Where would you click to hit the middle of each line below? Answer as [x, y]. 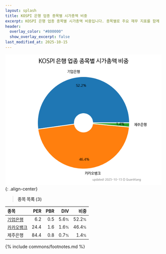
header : [13, 26]
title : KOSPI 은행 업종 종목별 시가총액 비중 [46, 16]
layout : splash [21, 10]
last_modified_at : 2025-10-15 [37, 42]
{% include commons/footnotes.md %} [45, 247]
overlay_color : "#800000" [37, 32]
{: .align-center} [22, 189]
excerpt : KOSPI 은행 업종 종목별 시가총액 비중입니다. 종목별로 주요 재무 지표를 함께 [83, 21]
